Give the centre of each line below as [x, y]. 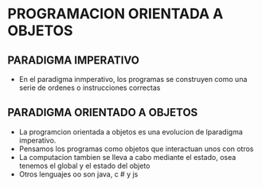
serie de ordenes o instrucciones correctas [90, 88]
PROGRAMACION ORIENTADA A [115, 14]
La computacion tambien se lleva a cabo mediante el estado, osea [127, 157]
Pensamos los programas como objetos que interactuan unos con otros [136, 149]
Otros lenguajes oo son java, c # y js [78, 174]
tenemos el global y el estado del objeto [84, 166]
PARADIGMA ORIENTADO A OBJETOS [103, 113]
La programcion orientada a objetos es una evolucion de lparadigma [131, 131]
